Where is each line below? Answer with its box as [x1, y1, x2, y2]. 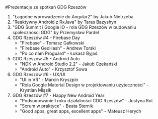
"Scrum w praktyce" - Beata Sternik [19, 103, 93, 109]
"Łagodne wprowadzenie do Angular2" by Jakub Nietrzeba [12, 14, 134, 19]
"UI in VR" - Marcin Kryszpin [19, 77, 79, 82]
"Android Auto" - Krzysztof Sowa [19, 66, 88, 72]
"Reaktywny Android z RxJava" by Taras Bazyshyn [12, 19, 117, 25]
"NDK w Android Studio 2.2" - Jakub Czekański [19, 61, 117, 67]
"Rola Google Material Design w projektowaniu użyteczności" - [19, 82, 149, 88]
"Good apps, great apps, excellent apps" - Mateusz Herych [19, 108, 142, 114]
